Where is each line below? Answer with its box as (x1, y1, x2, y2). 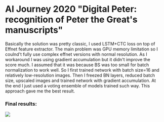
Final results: (5, 100, 37, 107)
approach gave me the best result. (5, 88, 75, 94)
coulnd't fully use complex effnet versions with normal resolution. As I (5, 51, 147, 57)
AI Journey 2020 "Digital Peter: (5, 3, 137, 15)
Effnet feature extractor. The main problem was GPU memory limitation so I (5, 46, 158, 52)
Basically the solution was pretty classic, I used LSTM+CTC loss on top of (5, 41, 156, 46)
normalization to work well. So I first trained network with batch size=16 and (5, 67, 160, 73)
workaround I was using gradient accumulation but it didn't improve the (5, 56, 151, 62)
